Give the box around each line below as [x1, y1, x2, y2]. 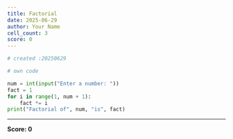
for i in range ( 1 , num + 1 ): [7, 93, 92, 100]
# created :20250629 [7, 55, 67, 63]
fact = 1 [7, 86, 33, 94]
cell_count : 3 [7, 29, 49, 37]
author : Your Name [7, 23, 60, 30]
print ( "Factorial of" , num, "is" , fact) [7, 106, 126, 113]
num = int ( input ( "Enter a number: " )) [7, 80, 119, 87]
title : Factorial [7, 10, 58, 17]
